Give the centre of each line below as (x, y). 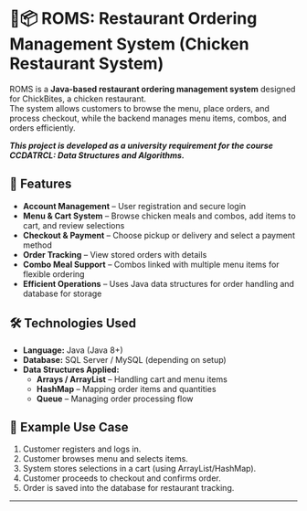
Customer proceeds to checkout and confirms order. (122, 478)
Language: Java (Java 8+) (73, 350)
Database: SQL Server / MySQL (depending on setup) (124, 359)
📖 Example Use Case (69, 427)
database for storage (62, 293)
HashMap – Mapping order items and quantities (126, 389)
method (37, 245)
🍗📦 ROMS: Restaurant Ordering (133, 19)
